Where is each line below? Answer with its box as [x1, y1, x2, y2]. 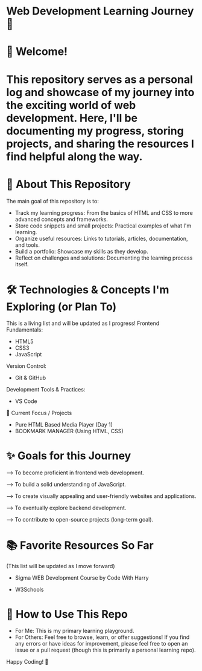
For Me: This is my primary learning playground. [14, 627, 134, 635]
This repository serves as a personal [6, 73, 193, 86]
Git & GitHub [14, 374, 46, 382]
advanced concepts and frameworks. [14, 215, 109, 223]
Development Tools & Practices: [6, 386, 86, 393]
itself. [14, 260, 29, 267]
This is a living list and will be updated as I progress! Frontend [6, 319, 160, 327]
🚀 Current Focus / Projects [6, 410, 72, 417]
